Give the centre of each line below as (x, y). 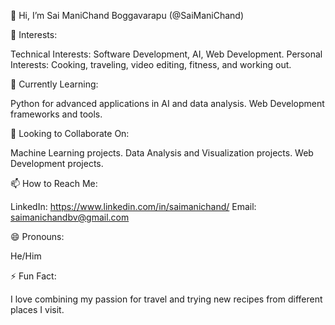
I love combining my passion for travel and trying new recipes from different (166, 299)
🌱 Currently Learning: (54, 84)
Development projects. (57, 163)
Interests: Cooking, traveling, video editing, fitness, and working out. (151, 64)
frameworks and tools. (56, 114)
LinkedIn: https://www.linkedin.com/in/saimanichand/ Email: (133, 206)
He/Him (26, 256)
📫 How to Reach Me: (54, 183)
